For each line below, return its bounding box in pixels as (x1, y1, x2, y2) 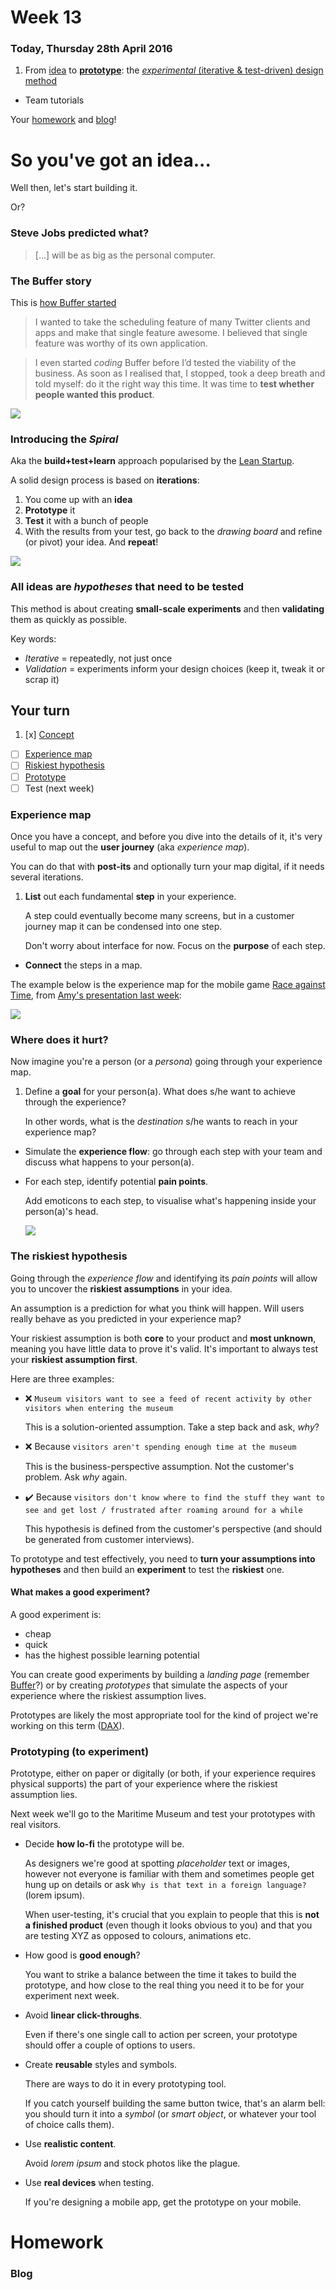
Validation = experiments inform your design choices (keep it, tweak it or (24, 662, 326, 675)
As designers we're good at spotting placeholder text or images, (24, 1857, 290, 1870)
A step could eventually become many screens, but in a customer (24, 909, 295, 921)
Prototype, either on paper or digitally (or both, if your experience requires (10, 1767, 317, 1780)
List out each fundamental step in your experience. (24, 890, 237, 902)
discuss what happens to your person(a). (24, 1156, 195, 1168)
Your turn (10, 702, 71, 719)
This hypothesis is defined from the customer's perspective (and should (24, 1522, 323, 1535)
